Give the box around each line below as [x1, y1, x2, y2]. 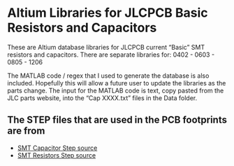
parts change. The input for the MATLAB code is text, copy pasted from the [7, 86, 224, 95]
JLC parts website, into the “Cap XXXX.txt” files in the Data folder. [7, 93, 198, 102]
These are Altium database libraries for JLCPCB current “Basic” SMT [7, 43, 205, 51]
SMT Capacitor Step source [17, 144, 98, 152]
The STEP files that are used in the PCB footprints [7, 114, 227, 126]
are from [7, 125, 45, 137]
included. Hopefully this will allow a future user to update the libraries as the [7, 78, 226, 87]
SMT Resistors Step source [17, 151, 96, 159]
